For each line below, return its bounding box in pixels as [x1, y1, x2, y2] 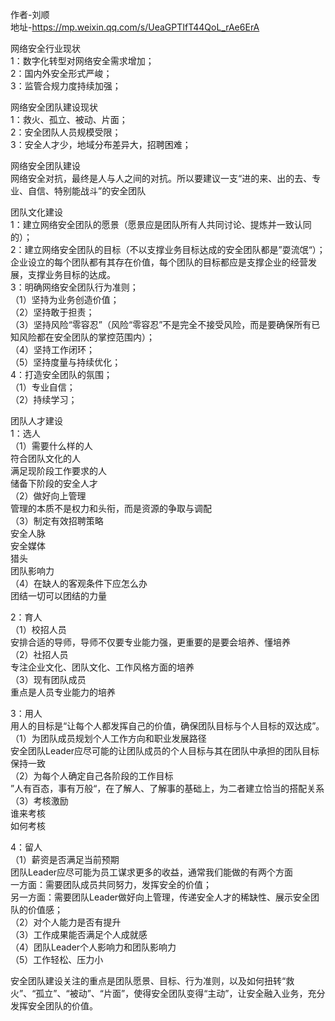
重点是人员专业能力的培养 [10, 686, 116, 698]
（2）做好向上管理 [10, 490, 87, 502]
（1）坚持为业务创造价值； [10, 294, 120, 305]
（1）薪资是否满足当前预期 [10, 854, 120, 865]
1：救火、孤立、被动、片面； [10, 114, 128, 125]
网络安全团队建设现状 [10, 101, 98, 113]
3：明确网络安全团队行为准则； [10, 281, 139, 293]
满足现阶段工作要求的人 [10, 465, 107, 477]
